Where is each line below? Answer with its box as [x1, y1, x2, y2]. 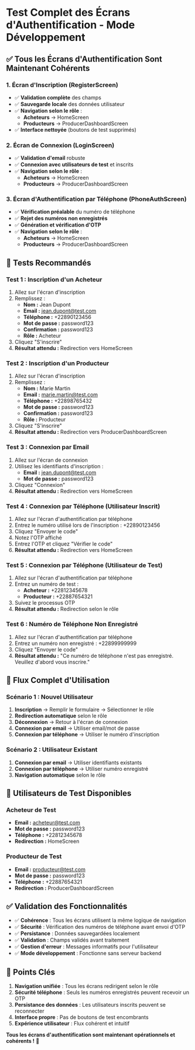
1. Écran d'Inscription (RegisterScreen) [6, 81, 118, 89]
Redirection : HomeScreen [14, 838, 80, 845]
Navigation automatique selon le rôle [14, 771, 106, 778]
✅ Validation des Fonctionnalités [6, 901, 128, 911]
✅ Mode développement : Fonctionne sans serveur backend [14, 950, 162, 957]
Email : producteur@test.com [14, 866, 86, 873]
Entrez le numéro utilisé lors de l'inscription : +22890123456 [14, 521, 160, 529]
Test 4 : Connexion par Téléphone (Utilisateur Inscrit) [6, 502, 160, 510]
